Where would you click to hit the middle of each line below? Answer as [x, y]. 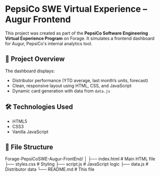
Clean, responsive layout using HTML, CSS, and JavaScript [72, 86]
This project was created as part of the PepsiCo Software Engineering [77, 33]
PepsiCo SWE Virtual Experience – [76, 9]
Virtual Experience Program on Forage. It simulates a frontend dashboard [80, 38]
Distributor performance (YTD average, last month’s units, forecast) [80, 80]
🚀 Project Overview [35, 59]
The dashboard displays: [30, 71]
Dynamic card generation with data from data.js [61, 91]
